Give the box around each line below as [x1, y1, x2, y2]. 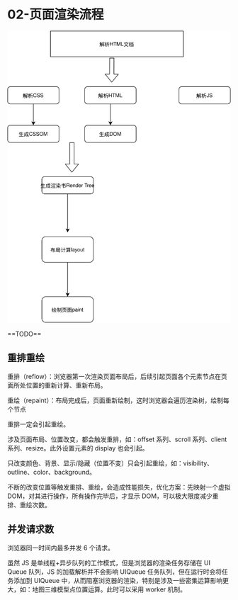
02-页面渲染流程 [7, 6, 104, 23]
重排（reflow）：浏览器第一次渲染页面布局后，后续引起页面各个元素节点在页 [7, 372, 228, 380]
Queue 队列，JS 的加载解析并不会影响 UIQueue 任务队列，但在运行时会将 [7, 567, 222, 576]
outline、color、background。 [7, 468, 96, 476]
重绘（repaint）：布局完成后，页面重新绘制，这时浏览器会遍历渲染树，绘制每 [7, 396, 230, 404]
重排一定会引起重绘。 [7, 419, 69, 429]
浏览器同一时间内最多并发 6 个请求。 [7, 543, 115, 552]
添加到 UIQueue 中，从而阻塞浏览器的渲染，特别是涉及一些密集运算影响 [13, 576, 223, 584]
